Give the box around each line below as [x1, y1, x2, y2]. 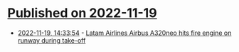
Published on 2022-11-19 [7, 5, 158, 21]
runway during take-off [17, 36, 86, 44]
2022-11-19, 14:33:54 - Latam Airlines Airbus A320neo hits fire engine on [17, 28, 232, 37]
